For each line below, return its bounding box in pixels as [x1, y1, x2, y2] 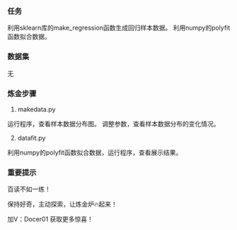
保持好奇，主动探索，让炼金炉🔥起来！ [7, 200, 118, 209]
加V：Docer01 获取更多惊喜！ [7, 215, 94, 224]
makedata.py [17, 104, 56, 114]
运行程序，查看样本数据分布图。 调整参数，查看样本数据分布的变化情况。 [7, 119, 220, 128]
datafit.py [17, 133, 46, 142]
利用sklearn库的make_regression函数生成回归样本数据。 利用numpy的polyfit [7, 23, 231, 32]
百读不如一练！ [7, 185, 51, 193]
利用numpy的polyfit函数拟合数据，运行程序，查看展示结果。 [7, 148, 183, 157]
